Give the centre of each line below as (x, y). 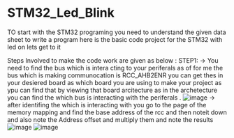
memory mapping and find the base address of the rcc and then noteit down (117, 112)
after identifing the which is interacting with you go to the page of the (107, 105)
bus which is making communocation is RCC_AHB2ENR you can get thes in (115, 75)
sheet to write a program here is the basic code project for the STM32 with (115, 39)
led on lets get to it (34, 47)
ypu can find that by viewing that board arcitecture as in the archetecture (112, 90)
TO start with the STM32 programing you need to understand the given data (117, 32)
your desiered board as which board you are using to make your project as (115, 82)
